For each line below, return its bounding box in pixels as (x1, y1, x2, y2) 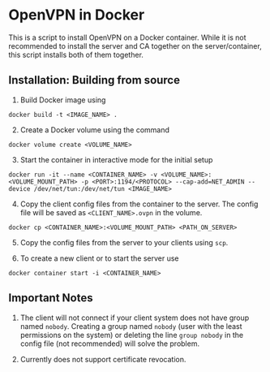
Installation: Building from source (8, 73, 181, 87)
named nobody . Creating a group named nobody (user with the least (19, 321, 242, 331)
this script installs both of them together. (8, 50, 144, 59)
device (8, 184, 31, 192)
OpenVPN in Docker (8, 6, 145, 24)
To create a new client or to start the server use (19, 253, 179, 263)
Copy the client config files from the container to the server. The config (19, 199, 259, 209)
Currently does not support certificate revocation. (19, 354, 186, 364)
